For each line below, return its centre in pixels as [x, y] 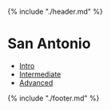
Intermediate [40, 74]
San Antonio [49, 44]
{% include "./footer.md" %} [54, 98]
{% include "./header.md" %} [55, 12]
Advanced [36, 82]
